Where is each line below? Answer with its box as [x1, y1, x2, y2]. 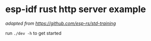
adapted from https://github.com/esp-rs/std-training [5, 20, 116, 26]
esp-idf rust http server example [5, 4, 146, 15]
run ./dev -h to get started [5, 30, 62, 36]
